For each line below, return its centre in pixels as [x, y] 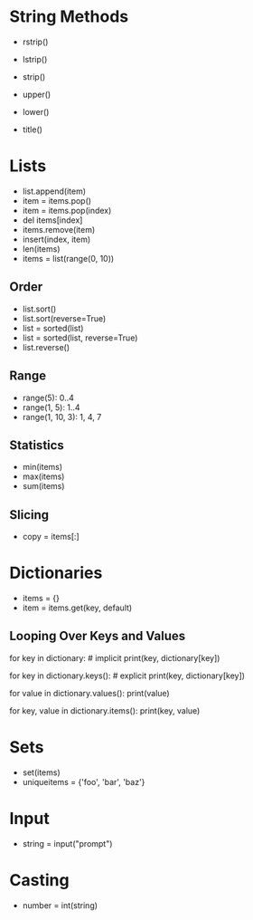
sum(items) [43, 486]
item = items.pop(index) [67, 210]
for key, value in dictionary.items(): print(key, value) [105, 710]
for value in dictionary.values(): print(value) [89, 693]
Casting [39, 880]
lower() [36, 111]
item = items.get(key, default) [77, 608]
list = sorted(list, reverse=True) [80, 338]
